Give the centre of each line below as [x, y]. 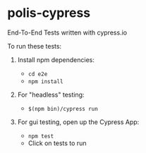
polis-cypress [49, 13]
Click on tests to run [57, 143]
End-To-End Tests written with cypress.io [67, 32]
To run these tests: [35, 46]
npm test [41, 136]
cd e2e [38, 74]
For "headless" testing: [51, 94]
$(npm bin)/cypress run [63, 109]
